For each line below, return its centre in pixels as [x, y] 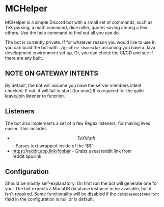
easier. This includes [26, 128]
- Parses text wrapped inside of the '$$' [53, 145]
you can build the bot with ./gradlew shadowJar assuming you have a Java [80, 47]
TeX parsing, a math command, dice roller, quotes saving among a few [76, 27]
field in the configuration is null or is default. [50, 199]
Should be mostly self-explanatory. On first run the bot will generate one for [82, 183]
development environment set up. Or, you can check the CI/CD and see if [79, 53]
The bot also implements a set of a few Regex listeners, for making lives [78, 123]
